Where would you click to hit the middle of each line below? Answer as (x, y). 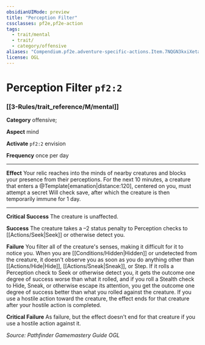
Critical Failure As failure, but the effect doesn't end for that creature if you (101, 317)
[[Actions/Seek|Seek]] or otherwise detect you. (66, 235)
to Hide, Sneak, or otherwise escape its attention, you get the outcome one (101, 286)
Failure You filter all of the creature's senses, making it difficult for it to (95, 247)
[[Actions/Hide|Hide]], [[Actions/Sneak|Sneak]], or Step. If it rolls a (90, 266)
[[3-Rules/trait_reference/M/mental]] (63, 106)
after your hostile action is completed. (54, 305)
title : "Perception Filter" (42, 18)
